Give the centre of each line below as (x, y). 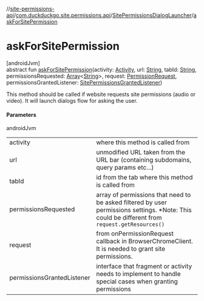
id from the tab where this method (144, 178)
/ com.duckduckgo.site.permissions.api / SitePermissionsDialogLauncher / (104, 15)
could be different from (129, 218)
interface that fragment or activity (144, 266)
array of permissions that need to (144, 195)
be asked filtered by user (131, 202)
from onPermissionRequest (135, 234)
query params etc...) (125, 168)
